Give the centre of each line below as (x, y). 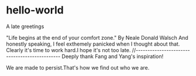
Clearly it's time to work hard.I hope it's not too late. (68, 50)
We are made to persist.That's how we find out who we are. (78, 67)
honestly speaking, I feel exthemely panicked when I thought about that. (93, 44)
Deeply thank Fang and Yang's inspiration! (113, 56)
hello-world (35, 10)
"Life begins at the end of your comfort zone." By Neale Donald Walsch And (97, 37)
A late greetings (25, 26)
